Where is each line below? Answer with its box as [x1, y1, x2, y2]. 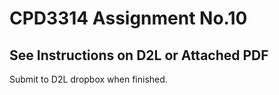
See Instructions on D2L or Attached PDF [9, 47, 269, 64]
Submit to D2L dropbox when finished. [9, 73, 168, 85]
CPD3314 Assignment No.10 [9, 7, 248, 30]
